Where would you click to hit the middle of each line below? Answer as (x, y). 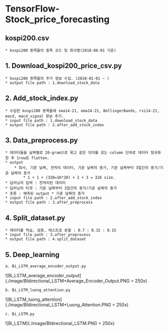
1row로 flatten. (33, 158)
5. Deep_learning (32, 255)
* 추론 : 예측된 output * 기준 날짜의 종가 (45, 194)
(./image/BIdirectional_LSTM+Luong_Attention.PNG (58, 305)
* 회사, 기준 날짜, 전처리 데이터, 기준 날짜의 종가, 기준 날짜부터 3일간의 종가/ (87, 168)
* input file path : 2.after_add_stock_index (53, 198)
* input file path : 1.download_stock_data (51, 120)
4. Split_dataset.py (35, 218)
